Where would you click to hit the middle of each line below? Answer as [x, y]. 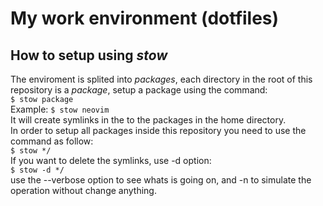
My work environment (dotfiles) [145, 18]
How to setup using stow [89, 55]
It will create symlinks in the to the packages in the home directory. [148, 120]
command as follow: [52, 141]
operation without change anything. [83, 190]
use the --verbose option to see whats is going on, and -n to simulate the [161, 180]
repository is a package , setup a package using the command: [139, 90]
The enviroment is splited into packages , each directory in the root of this [161, 79]
